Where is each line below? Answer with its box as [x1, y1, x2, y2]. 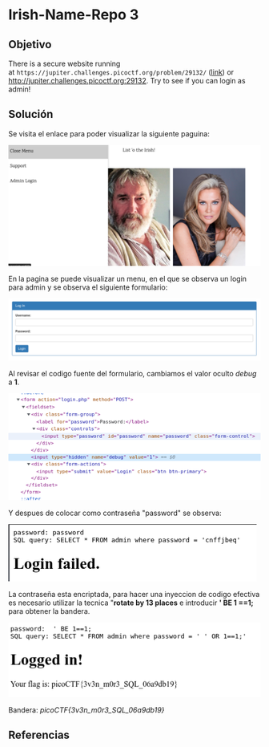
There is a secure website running [8, 59, 121, 68]
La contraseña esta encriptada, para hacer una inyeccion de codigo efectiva [8, 590, 260, 599]
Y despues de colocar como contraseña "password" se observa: [8, 508, 222, 518]
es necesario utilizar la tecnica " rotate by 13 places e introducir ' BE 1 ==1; [8, 598, 254, 607]
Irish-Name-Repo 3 [8, 6, 139, 24]
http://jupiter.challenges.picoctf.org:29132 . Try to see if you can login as [8, 76, 246, 85]
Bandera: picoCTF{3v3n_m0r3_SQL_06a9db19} [8, 704, 165, 715]
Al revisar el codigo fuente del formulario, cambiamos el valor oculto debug [8, 369, 257, 379]
